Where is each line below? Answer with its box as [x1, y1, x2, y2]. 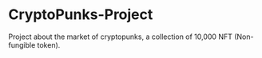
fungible [8, 40, 36, 49]
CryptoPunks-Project [8, 6, 153, 24]
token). [37, 40, 61, 49]
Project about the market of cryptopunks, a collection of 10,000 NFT [8, 32, 233, 41]
